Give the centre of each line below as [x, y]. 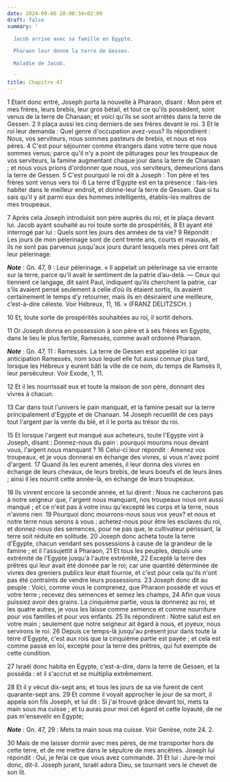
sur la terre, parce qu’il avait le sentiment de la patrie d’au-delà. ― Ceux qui [114, 274]
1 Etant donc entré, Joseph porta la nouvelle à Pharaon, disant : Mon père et [114, 102]
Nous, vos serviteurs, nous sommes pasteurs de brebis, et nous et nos [107, 138]
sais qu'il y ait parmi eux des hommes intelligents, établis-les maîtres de [109, 197]
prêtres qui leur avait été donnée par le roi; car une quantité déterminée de [113, 565]
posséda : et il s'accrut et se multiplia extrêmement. [80, 673]
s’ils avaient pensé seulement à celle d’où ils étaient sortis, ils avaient [105, 289]
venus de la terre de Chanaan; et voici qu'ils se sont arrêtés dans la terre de [114, 116]
